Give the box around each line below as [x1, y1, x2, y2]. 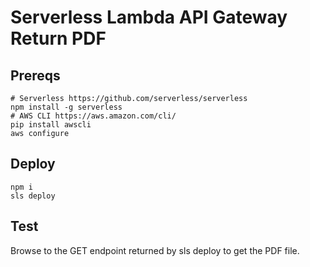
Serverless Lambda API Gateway [10, 6, 288, 29]
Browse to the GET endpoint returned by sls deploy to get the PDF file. [10, 244, 300, 256]
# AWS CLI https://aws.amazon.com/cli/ [10, 111, 177, 121]
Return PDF [10, 27, 107, 50]
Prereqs [10, 67, 61, 84]
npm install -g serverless [10, 102, 123, 112]
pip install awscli [10, 120, 92, 130]
